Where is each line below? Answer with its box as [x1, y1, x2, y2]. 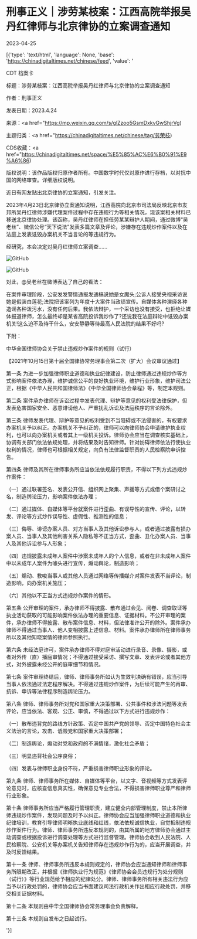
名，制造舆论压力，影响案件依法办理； [6, 493, 98, 500]
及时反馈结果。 [6, 848, 42, 855]
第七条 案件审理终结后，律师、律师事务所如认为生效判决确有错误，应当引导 [6, 673, 188, 680]
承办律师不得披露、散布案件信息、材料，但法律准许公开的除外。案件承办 [16, 619, 191, 626]
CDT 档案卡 [6, 69, 34, 76]
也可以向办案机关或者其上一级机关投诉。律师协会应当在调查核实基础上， [16, 431, 191, 438]
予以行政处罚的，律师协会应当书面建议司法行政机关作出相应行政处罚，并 [11, 883, 186, 890]
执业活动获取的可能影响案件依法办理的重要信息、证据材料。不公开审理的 [6, 611, 181, 618]
